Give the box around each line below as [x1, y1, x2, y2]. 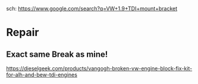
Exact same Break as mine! [6, 49, 108, 59]
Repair [6, 26, 39, 39]
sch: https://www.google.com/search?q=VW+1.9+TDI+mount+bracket [6, 5, 177, 12]
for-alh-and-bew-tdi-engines [6, 71, 77, 78]
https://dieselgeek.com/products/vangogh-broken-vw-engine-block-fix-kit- [6, 65, 193, 72]
